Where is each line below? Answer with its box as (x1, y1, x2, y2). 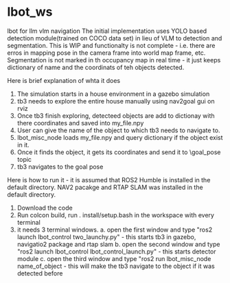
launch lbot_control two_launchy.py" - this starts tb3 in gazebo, (16, 232, 196, 241)
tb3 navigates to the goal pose (16, 162, 104, 171)
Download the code (16, 204, 73, 212)
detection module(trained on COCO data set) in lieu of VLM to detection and (7, 34, 222, 42)
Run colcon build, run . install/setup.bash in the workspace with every (16, 210, 215, 219)
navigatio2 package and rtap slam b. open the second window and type (16, 240, 220, 248)
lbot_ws (7, 4, 53, 20)
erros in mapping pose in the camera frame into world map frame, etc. (7, 49, 206, 57)
